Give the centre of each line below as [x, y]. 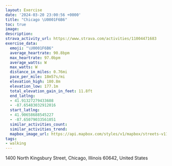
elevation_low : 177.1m [34, 86]
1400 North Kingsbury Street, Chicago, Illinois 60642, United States [77, 158]
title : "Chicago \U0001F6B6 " [36, 19]
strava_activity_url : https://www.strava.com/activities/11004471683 [81, 39]
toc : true [16, 24]
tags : [11, 139]
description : [19, 34]
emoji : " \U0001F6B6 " [32, 48]
